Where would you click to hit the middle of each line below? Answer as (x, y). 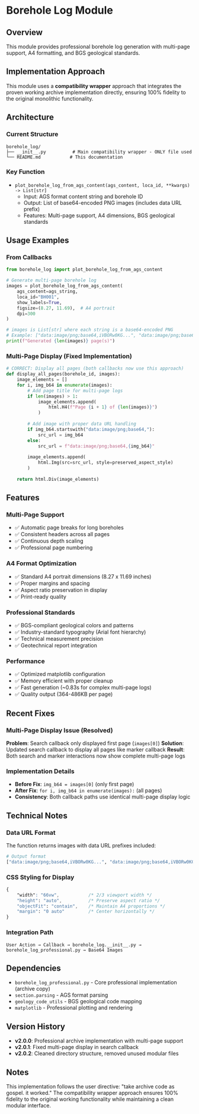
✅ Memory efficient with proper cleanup (64, 681)
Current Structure (32, 134)
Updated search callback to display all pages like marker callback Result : (95, 749)
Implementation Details (41, 771)
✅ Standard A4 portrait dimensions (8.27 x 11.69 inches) (83, 576)
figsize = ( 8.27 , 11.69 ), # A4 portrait (66, 308)
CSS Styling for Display (40, 877)
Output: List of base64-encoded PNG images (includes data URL (102, 202)
